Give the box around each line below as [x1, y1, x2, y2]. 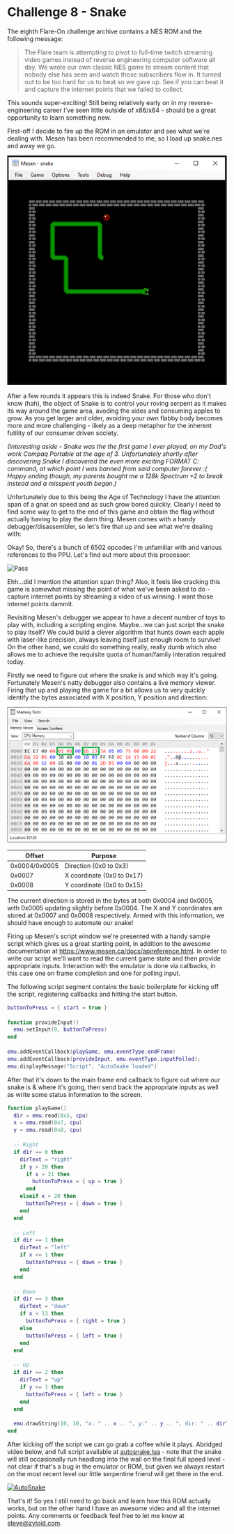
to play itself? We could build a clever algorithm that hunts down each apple [7, 628, 225, 637]
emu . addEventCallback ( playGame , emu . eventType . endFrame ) [7, 1048, 176, 1055]
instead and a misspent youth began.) [7, 480, 117, 488]
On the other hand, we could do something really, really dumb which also [7, 643, 217, 651]
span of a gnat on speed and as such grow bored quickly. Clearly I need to [7, 500, 221, 509]
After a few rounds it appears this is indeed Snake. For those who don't [7, 392, 211, 400]
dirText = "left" [19, 1244, 70, 1251]
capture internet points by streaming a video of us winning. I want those [7, 592, 214, 601]
